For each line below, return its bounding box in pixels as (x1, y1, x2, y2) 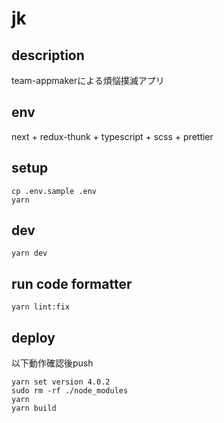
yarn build (11, 403, 57, 414)
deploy (11, 329, 56, 346)
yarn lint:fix (11, 302, 71, 312)
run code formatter (11, 275, 133, 292)
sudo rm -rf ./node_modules (11, 386, 129, 396)
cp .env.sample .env (11, 186, 98, 196)
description (11, 47, 85, 64)
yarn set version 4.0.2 (11, 377, 111, 387)
